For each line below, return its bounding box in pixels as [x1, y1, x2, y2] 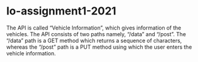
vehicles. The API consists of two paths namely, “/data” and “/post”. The [6, 30, 186, 37]
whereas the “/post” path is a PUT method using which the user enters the [6, 43, 193, 51]
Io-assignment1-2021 [6, 4, 117, 18]
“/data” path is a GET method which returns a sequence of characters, [6, 37, 182, 44]
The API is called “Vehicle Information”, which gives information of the [6, 24, 182, 31]
